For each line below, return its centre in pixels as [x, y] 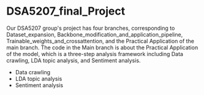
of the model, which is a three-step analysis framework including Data [95, 54]
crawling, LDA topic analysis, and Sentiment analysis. [74, 60]
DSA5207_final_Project [66, 11]
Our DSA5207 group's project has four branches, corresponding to [91, 28]
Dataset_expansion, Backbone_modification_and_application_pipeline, [95, 34]
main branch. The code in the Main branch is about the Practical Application [102, 47]
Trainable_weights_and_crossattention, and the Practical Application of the [100, 41]
